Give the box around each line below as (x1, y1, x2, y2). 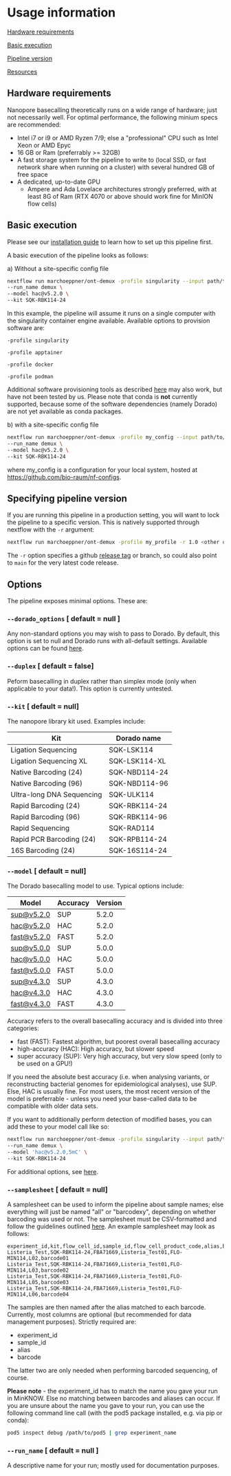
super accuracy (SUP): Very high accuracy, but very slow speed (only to (16, 1052, 222, 1061)
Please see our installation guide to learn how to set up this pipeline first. (7, 237, 213, 246)
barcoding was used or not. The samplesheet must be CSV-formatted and (7, 1215, 217, 1224)
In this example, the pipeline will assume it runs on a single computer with (7, 310, 216, 318)
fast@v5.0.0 (10, 966, 51, 975)
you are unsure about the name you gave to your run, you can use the (7, 1402, 205, 1410)
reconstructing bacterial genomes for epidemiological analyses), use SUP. (7, 1080, 217, 1088)
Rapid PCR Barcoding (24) (10, 834, 96, 844)
